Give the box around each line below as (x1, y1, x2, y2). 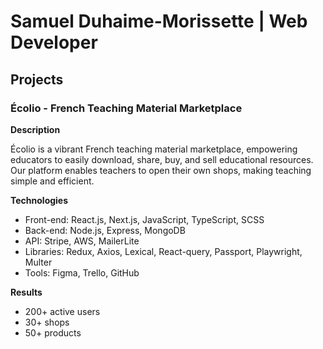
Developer (10, 31, 98, 54)
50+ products (24, 326, 82, 339)
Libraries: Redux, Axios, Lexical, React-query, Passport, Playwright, (24, 245, 303, 257)
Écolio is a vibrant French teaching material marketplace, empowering (10, 143, 298, 155)
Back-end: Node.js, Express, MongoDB (24, 224, 186, 236)
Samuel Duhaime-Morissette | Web (10, 10, 308, 33)
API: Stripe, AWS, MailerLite (24, 235, 140, 247)
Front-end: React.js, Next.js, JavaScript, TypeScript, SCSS (24, 213, 265, 225)
